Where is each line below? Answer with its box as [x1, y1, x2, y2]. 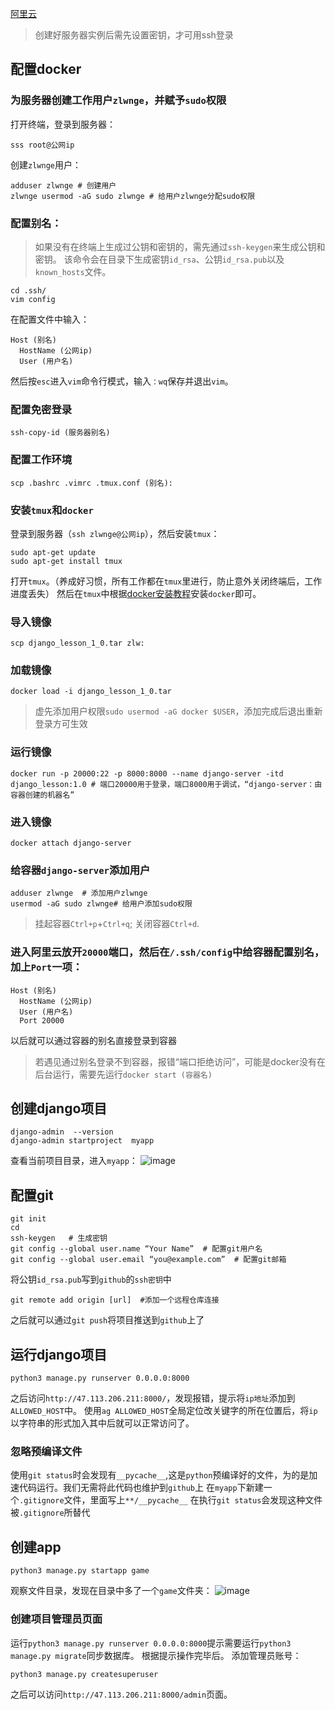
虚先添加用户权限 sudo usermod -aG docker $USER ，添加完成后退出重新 [34, 705, 323, 717]
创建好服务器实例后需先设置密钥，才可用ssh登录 [34, 29, 234, 41]
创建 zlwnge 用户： [10, 158, 82, 171]
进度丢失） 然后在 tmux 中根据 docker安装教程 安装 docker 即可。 [10, 587, 262, 599]
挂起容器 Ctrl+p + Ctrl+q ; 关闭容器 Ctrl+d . [34, 918, 200, 930]
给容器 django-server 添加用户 [10, 863, 151, 877]
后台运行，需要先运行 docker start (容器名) [34, 1068, 213, 1080]
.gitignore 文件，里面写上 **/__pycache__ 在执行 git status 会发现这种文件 [19, 1494, 323, 1506]
